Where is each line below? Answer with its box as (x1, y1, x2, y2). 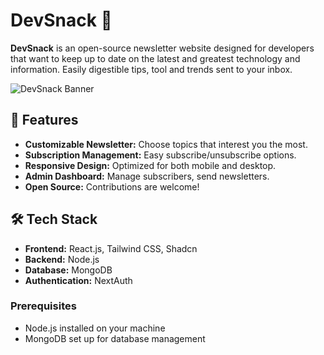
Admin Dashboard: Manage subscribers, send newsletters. (24, 170, 270, 182)
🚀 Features (10, 112, 79, 129)
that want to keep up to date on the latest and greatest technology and (10, 52, 301, 64)
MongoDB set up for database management (24, 332, 206, 344)
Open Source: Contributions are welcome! (24, 180, 200, 193)
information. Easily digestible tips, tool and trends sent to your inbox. (10, 63, 293, 75)
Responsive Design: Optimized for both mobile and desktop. (24, 159, 277, 171)
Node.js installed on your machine (24, 322, 166, 334)
